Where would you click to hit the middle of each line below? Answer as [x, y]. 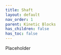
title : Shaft [19, 10]
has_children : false [27, 29]
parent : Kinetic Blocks [31, 24]
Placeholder [18, 48]
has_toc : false [22, 34]
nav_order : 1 [19, 19]
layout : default [23, 15]
